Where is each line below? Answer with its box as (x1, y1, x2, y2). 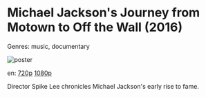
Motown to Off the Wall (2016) (7, 19, 183, 35)
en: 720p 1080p (7, 69, 52, 77)
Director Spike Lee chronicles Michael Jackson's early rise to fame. (7, 82, 199, 90)
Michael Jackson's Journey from (7, 5, 200, 21)
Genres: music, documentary (7, 42, 90, 50)
